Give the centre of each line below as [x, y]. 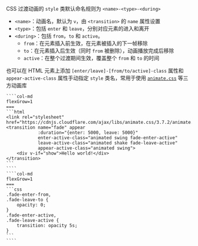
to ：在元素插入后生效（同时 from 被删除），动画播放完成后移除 [99, 51]
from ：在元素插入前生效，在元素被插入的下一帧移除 [86, 43]
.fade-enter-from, [29, 195]
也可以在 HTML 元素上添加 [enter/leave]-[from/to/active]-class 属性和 [95, 70]
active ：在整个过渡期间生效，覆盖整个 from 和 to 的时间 [91, 58]
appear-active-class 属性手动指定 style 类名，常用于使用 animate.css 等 [95, 78]
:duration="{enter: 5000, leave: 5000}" [88, 133]
